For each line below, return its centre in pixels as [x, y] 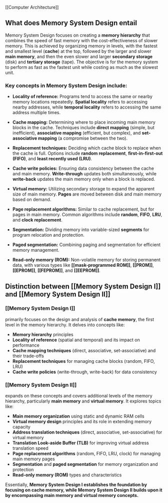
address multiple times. [36, 113]
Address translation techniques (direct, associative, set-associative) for [87, 432]
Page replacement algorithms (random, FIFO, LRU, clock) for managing [86, 454]
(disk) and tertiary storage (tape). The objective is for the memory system [82, 62]
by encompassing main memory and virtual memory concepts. [72, 495]
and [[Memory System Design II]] [58, 294]
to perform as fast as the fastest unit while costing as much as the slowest [82, 67]
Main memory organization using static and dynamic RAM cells [78, 416]
